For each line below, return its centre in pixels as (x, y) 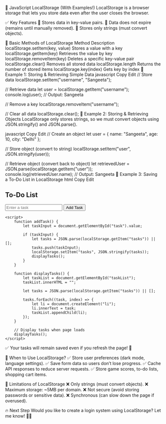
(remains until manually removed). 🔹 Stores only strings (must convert (76, 28)
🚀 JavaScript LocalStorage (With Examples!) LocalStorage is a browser (77, 8)
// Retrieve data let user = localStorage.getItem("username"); (67, 89)
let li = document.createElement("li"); (74, 304)
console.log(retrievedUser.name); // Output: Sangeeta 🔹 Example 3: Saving (81, 174)
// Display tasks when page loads (49, 330)
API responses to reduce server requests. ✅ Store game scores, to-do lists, (82, 369)
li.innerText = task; (54, 308)
